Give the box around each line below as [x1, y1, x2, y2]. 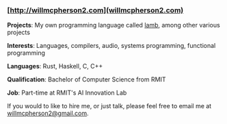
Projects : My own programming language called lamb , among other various [7, 21, 220, 29]
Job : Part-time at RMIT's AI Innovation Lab [7, 88, 127, 97]
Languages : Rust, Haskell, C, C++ [7, 62, 103, 71]
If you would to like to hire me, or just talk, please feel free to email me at [7, 102, 212, 110]
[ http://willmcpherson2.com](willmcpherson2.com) [7, 5, 184, 15]
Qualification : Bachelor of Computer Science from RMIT [7, 75, 166, 84]
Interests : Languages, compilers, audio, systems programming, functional [7, 42, 216, 50]
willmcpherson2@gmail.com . [7, 109, 89, 118]
